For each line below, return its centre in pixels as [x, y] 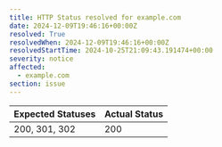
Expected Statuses [55, 114]
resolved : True [37, 34]
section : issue [37, 84]
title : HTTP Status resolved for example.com [95, 17]
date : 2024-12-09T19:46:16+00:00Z [74, 26]
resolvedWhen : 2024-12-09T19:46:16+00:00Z [89, 42]
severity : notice [41, 59]
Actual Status [133, 114]
